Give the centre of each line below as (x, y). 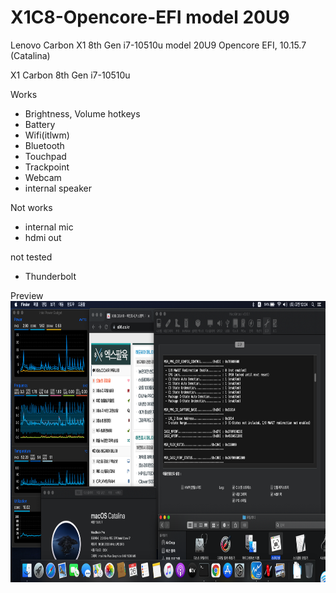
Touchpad (45, 156)
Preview (27, 295)
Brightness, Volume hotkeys (82, 113)
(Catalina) (30, 55)
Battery (40, 124)
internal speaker (58, 188)
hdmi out (43, 237)
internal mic (49, 227)
